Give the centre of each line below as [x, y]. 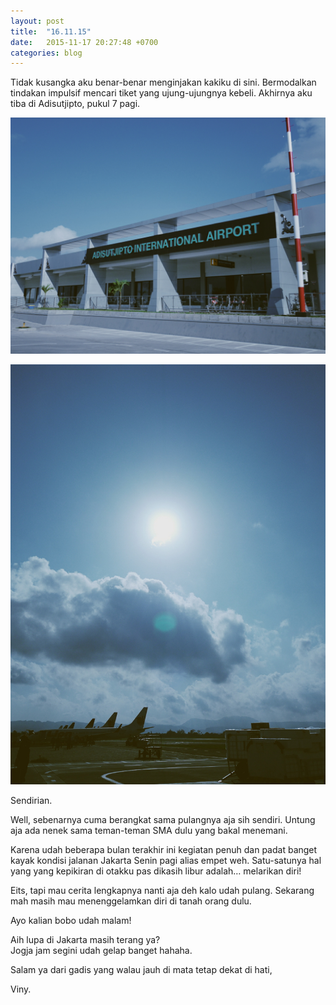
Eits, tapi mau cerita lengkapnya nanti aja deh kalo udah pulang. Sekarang [162, 891]
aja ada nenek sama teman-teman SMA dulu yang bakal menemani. [149, 831]
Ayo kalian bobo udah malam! [71, 921]
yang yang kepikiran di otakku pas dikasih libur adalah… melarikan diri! [156, 871]
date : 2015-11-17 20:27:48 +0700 [84, 42]
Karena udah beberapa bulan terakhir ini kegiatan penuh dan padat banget [164, 850]
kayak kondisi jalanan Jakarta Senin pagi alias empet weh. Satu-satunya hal [166, 861]
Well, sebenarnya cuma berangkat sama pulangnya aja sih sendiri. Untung [163, 820]
